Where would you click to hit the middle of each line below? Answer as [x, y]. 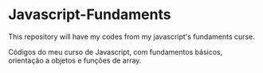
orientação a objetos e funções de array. [75, 60]
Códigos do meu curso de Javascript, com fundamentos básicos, [116, 52]
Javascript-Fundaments [90, 15]
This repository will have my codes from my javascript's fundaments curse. [131, 36]
